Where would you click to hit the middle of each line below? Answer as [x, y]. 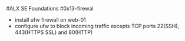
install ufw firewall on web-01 [50, 20]
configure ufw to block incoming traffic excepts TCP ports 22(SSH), [97, 26]
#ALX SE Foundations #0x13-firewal [50, 8]
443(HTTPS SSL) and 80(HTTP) [54, 32]
